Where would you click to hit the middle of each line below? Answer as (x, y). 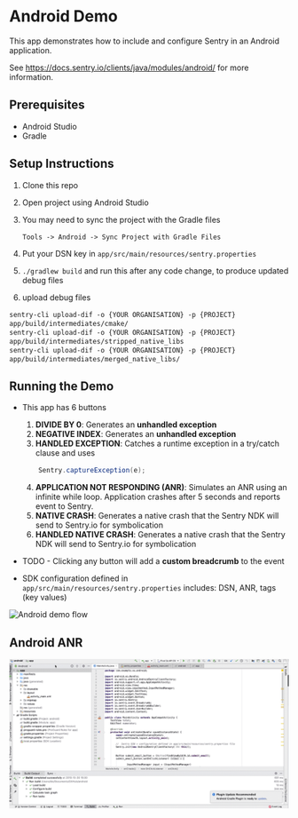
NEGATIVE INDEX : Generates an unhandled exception (136, 434)
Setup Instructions (62, 164)
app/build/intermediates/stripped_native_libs (97, 341)
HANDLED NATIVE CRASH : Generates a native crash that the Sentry (160, 535)
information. (31, 76)
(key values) (44, 598)
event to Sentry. (64, 506)
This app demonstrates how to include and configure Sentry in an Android (145, 41)
